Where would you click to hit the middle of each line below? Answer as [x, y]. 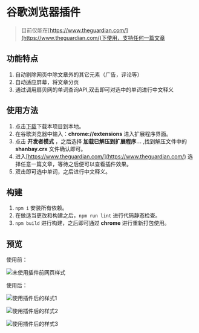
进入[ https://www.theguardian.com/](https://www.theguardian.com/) [100, 156]
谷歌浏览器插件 [44, 12]
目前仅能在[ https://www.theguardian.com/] [74, 30]
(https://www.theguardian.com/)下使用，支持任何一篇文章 [93, 37]
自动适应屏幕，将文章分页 [47, 82]
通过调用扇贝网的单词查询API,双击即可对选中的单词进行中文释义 [94, 89]
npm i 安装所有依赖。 [41, 208]
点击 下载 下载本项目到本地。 [50, 126]
